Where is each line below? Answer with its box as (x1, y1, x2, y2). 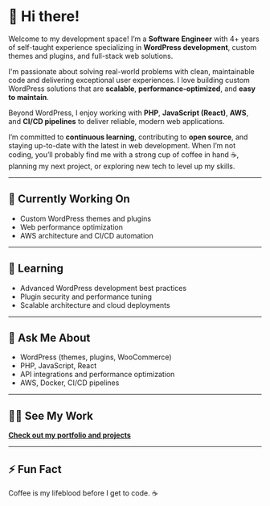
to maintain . (8, 92, 50, 102)
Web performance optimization (19, 222, 123, 232)
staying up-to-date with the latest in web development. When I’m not (8, 140, 235, 150)
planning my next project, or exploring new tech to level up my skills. (8, 161, 235, 171)
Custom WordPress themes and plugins (19, 214, 151, 223)
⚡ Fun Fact (8, 462, 62, 476)
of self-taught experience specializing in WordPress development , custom (8, 42, 257, 52)
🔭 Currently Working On (8, 193, 130, 206)
